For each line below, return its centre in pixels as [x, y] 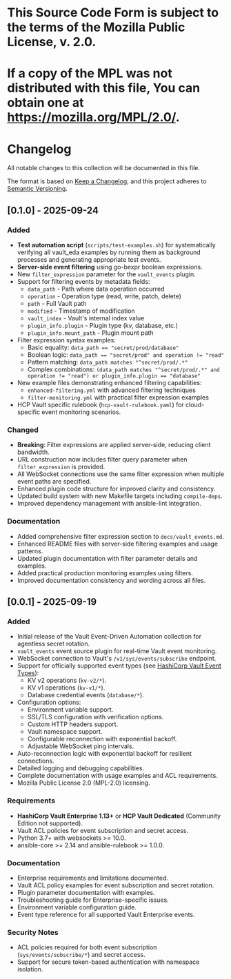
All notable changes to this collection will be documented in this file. [103, 168]
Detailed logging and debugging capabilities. [81, 768]
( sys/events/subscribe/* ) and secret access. [81, 955]
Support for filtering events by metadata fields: [83, 281]
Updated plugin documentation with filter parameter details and [107, 558]
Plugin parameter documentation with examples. [86, 892]
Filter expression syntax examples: [66, 340]
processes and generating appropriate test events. [89, 259]
